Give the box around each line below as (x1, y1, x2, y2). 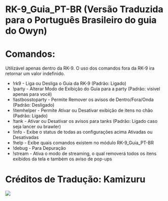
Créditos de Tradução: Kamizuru (5, 174, 146, 185)
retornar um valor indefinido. (5, 71, 65, 77)
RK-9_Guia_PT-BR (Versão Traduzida (5, 4, 163, 15)
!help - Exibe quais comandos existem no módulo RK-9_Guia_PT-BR (12, 140, 154, 146)
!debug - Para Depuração (12, 145, 66, 151)
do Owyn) (5, 25, 47, 37)
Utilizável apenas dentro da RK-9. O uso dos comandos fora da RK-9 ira (5, 65, 155, 72)
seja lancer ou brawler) (12, 123, 61, 130)
